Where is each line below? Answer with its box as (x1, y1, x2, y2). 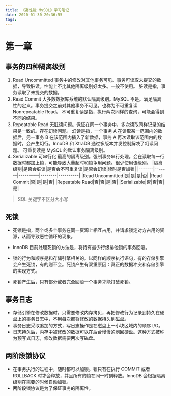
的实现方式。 (12, 268, 40, 274)
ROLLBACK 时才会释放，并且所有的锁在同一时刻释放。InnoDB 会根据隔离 (12, 372, 166, 378)
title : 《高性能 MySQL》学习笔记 (5, 7, 70, 13)
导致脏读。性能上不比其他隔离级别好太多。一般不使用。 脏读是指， (21, 83, 161, 89)
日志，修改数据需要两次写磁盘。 (30, 335, 98, 341)
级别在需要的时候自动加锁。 (12, 379, 71, 385)
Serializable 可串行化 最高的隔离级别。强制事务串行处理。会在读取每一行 (12, 154, 164, 160)
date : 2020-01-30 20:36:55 (5, 12, 63, 17)
